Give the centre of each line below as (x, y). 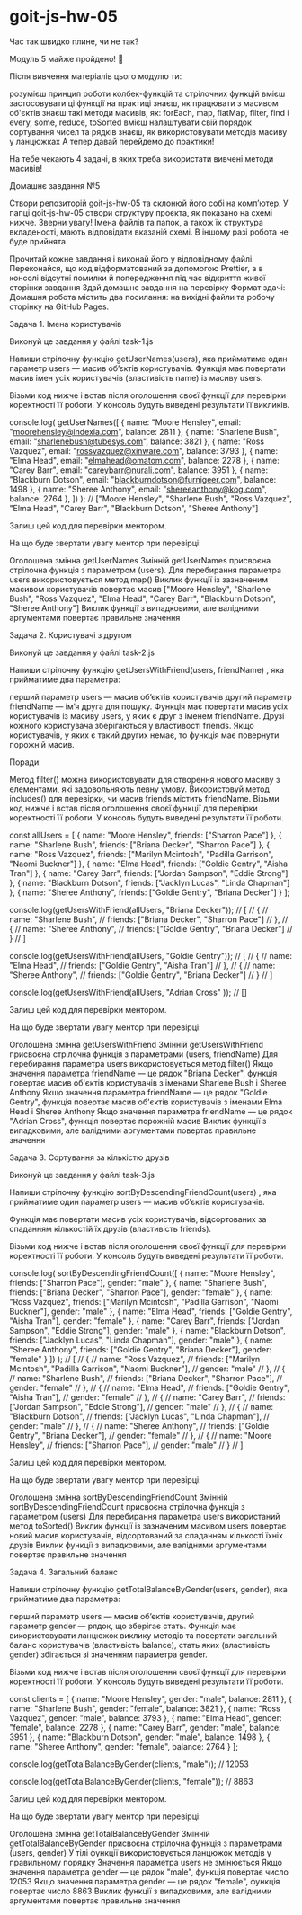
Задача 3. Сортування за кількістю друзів (89, 1157)
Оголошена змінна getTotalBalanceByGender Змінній (110, 1833)
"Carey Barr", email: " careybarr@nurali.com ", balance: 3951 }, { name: (138, 470)
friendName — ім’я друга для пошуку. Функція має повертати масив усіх (149, 706)
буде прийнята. (39, 241)
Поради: (26, 762)
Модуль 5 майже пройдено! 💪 (67, 58)
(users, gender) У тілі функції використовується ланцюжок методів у (141, 1852)
